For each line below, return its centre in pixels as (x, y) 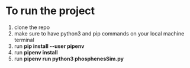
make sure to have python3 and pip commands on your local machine (99, 33)
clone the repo (32, 27)
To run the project (50, 11)
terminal (24, 40)
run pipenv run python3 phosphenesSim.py (69, 59)
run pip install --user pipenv (49, 46)
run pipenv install (36, 52)
